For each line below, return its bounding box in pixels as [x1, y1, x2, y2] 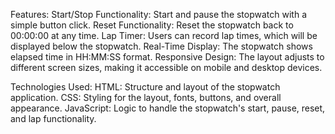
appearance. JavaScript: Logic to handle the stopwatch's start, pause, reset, [10, 102, 326, 114]
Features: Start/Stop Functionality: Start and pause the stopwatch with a [10, 9, 308, 20]
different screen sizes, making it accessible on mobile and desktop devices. [10, 62, 323, 73]
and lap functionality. [10, 113, 97, 124]
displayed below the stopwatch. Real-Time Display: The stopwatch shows [10, 40, 313, 52]
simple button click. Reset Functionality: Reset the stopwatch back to [10, 19, 294, 31]
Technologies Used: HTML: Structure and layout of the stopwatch [10, 81, 281, 93]
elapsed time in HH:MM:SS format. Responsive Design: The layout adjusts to [10, 51, 325, 63]
